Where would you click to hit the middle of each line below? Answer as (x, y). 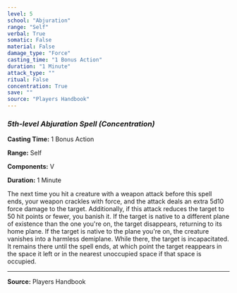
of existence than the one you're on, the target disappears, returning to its (115, 224)
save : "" (20, 92)
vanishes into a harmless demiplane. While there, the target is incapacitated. (118, 239)
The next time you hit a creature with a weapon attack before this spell (110, 194)
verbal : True (26, 34)
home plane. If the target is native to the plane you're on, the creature (108, 232)
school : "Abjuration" (39, 20)
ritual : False (28, 79)
